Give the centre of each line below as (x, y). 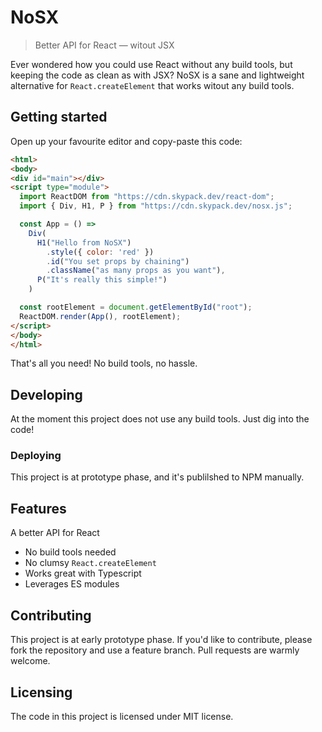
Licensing (41, 692)
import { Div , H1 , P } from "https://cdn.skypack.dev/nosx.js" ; (156, 206)
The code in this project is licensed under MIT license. (122, 716)
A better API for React (55, 533)
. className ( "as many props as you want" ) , (136, 271)
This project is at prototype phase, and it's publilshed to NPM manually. (157, 477)
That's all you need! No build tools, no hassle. (104, 363)
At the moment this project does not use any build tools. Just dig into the (160, 419)
